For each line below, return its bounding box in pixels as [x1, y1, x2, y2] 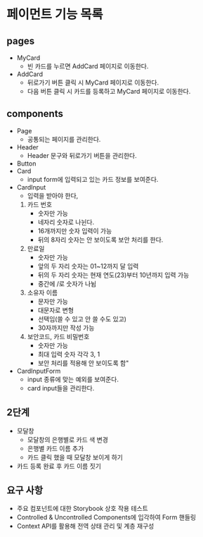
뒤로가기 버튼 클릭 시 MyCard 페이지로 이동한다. [27, 78, 159, 87]
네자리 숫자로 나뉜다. [37, 218, 95, 226]
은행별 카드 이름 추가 [27, 444, 84, 452]
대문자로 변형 [37, 306, 74, 314]
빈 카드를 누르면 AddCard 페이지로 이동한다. [27, 62, 149, 70]
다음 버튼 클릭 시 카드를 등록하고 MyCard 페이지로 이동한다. [27, 87, 191, 95]
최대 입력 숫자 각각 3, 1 [37, 350, 100, 358]
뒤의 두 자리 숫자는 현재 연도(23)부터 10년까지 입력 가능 [37, 271, 190, 279]
